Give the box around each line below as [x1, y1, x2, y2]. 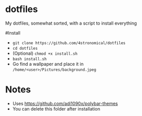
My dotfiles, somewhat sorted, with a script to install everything [5, 20, 137, 26]
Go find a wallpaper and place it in [12, 61, 84, 67]
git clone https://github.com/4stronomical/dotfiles [12, 40, 126, 46]
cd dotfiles [12, 46, 38, 51]
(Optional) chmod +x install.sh [12, 50, 78, 56]
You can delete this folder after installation [12, 105, 101, 111]
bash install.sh [12, 56, 47, 61]
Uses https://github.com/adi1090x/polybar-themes [12, 100, 118, 106]
